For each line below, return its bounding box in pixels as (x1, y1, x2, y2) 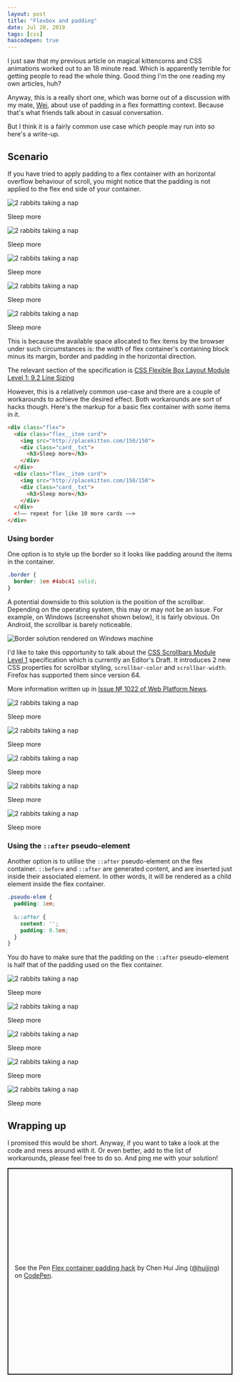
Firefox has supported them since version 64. (7, 671, 141, 679)
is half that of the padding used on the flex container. (7, 961, 164, 969)
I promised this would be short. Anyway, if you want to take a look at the (7, 1138, 220, 1147)
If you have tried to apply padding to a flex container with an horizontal (7, 169, 216, 178)
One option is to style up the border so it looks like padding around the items (7, 550, 233, 559)
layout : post (7, 10, 46, 18)
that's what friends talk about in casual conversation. (7, 109, 164, 117)
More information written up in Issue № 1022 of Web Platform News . (7, 684, 209, 693)
